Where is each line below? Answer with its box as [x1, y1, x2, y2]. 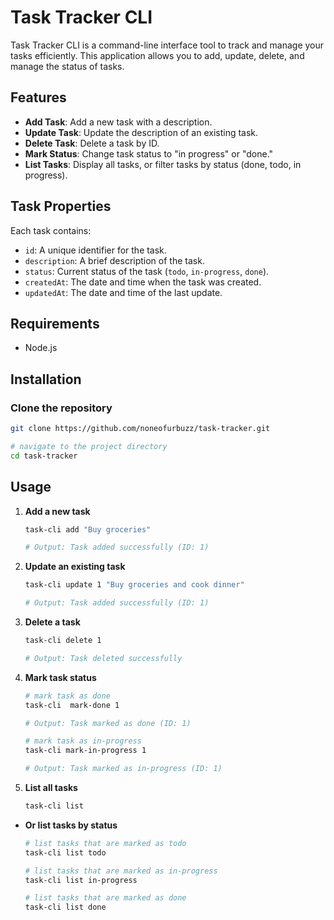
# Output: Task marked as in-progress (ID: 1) [24, 764, 223, 774]
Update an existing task [24, 561, 126, 573]
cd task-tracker [10, 451, 78, 461]
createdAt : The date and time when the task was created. [24, 276, 262, 288]
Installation [10, 371, 82, 388]
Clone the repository [10, 401, 113, 415]
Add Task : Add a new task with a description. [24, 116, 213, 128]
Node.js [24, 342, 58, 354]
